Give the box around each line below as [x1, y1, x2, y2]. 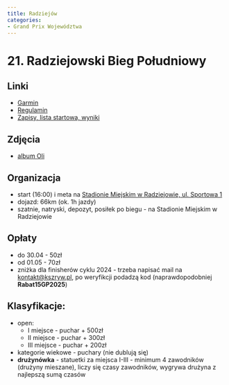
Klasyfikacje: [7, 301, 66, 312]
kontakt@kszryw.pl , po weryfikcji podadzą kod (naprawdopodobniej [17, 273, 212, 281]
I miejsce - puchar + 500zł [27, 326, 103, 334]
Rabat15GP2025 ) [17, 280, 68, 288]
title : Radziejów [7, 10, 58, 17]
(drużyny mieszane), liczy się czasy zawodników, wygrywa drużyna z [17, 363, 217, 371]
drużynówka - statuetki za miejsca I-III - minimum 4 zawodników [17, 355, 204, 364]
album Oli [17, 152, 45, 160]
